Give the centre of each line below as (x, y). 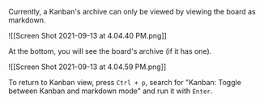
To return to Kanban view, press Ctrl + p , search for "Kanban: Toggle (125, 82)
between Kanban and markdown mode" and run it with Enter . (111, 91)
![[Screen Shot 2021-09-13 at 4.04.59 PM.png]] (87, 67)
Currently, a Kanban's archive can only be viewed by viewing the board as (132, 12)
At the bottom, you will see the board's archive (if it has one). (110, 51)
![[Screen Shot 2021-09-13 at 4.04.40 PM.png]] (88, 36)
